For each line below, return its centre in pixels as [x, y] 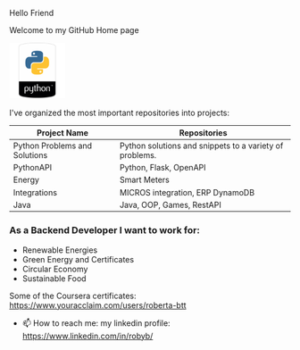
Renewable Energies [60, 250]
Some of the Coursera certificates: [73, 296]
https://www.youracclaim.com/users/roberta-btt [98, 305]
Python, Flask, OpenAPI [162, 167]
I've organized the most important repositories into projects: [120, 112]
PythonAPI [32, 167]
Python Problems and [52, 146]
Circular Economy [55, 269]
